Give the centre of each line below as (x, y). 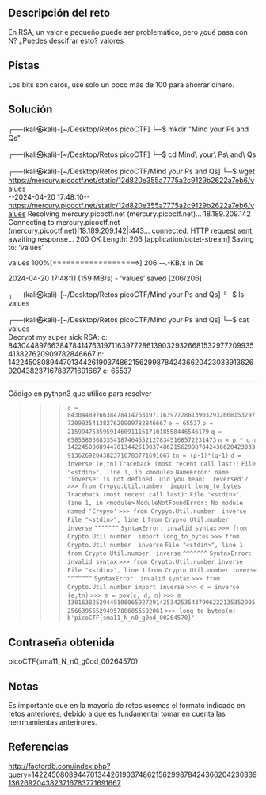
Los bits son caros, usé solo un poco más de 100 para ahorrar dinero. (122, 84)
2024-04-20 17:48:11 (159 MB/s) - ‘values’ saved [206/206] (105, 278)
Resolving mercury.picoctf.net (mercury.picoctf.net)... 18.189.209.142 (139, 214)
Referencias (39, 747)
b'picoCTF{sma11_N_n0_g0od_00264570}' (131, 618)
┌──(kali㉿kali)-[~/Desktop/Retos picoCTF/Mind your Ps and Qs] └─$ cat (129, 320)
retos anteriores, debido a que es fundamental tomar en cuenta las (117, 714)
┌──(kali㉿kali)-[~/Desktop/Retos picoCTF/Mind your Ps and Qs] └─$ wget (131, 171)
